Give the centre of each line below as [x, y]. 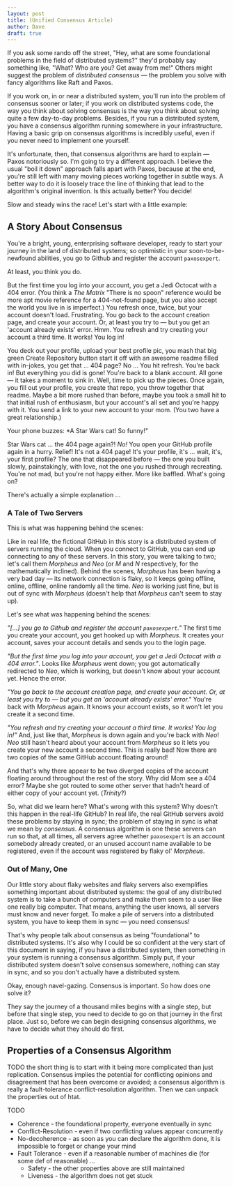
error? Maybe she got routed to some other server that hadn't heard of [109, 786]
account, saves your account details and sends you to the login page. [107, 643]
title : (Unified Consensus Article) [60, 20]
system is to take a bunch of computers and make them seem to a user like [115, 899]
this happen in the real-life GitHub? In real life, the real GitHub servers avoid [115, 814]
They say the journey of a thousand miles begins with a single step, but [109, 1006]
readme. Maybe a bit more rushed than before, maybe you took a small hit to [117, 395]
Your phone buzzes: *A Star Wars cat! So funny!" [78, 431]
